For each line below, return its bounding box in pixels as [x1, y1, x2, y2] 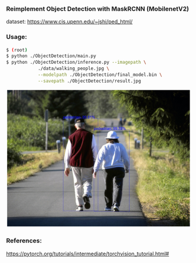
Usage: [6, 33, 28, 41]
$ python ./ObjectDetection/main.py [6, 53, 96, 59]
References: [6, 236, 43, 245]
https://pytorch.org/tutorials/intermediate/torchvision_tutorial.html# [6, 250, 169, 257]
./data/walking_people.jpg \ [37, 65, 110, 72]
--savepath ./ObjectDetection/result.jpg [37, 78, 142, 84]
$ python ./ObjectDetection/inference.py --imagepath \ [6, 60, 146, 65]
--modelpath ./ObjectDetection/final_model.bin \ [37, 72, 162, 78]
